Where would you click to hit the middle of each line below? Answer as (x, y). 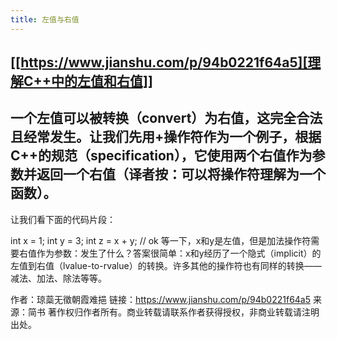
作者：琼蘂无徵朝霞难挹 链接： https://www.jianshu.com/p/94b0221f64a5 (161, 299)
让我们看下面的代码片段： (63, 219)
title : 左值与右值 (45, 19)
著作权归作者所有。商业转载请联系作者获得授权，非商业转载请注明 (183, 312)
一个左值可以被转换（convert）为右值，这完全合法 (166, 118)
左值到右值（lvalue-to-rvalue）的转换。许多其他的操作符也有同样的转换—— (166, 265)
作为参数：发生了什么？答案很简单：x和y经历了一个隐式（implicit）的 (179, 253)
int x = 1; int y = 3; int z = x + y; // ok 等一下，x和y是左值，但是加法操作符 (161, 240)
